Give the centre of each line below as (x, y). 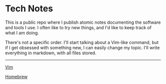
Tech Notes (29, 9)
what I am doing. (22, 33)
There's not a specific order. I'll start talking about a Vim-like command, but (82, 42)
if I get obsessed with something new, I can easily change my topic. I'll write (83, 47)
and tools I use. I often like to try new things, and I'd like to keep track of (78, 27)
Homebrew (17, 77)
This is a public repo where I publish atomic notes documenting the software (83, 22)
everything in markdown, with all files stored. (51, 53)
